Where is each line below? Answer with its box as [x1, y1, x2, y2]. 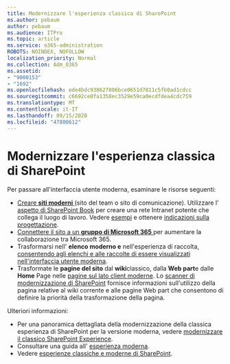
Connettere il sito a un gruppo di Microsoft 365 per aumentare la [16, 228, 202, 236]
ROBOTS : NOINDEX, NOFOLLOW [7, 49, 84, 56]
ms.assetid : [7, 67, 41, 74]
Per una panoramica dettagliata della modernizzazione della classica [16, 320, 211, 328]
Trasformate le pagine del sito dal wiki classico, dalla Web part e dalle [16, 264, 214, 273]
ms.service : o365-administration [7, 42, 103, 49]
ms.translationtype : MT [7, 100, 76, 106]
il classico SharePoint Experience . [16, 334, 113, 343]
